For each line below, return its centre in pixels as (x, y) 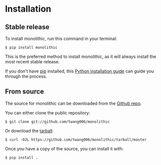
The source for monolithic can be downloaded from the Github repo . (73, 103)
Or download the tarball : (29, 130)
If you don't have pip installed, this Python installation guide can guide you (80, 71)
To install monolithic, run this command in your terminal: (61, 38)
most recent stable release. (32, 62)
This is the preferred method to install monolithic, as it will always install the (81, 56)
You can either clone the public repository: (48, 112)
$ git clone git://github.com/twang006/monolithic (57, 122)
